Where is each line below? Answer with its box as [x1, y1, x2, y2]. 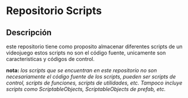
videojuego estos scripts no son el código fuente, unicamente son [6, 49, 166, 56]
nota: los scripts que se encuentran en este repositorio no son [6, 67, 157, 74]
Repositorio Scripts [6, 4, 102, 18]
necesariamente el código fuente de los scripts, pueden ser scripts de [6, 73, 176, 80]
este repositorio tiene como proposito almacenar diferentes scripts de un [6, 43, 183, 50]
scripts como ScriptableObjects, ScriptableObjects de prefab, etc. [6, 86, 166, 92]
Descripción [6, 28, 52, 38]
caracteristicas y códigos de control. [6, 56, 95, 62]
